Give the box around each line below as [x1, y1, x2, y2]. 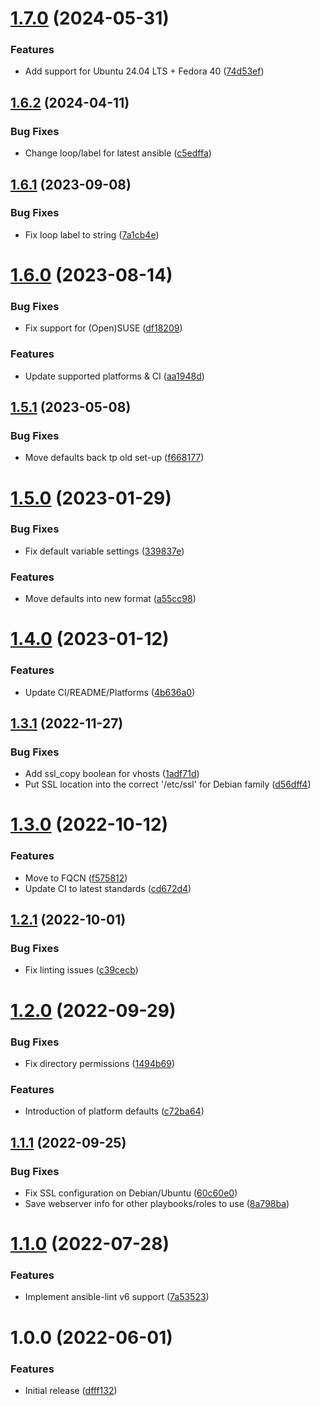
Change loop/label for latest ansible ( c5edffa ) [24, 147, 212, 159]
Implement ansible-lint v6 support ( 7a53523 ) [24, 1291, 210, 1303]
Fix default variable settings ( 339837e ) [24, 545, 185, 557]
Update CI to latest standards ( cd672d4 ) [24, 882, 192, 894]
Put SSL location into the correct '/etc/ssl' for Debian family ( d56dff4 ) [24, 778, 312, 791]
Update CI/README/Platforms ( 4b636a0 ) [24, 686, 196, 698]
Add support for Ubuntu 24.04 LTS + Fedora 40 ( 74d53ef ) [24, 65, 265, 77]
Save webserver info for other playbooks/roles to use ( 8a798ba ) [24, 1197, 290, 1209]
